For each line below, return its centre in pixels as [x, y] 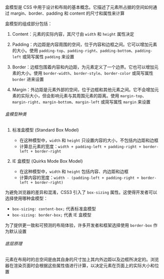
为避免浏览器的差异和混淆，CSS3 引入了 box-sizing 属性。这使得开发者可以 [81, 193]
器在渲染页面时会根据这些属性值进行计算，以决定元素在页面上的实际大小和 [80, 266]
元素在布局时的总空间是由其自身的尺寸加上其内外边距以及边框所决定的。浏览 [82, 259]
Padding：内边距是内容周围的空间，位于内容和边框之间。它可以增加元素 [84, 44]
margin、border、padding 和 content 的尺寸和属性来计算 [68, 13]
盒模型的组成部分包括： [29, 24]
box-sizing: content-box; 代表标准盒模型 [54, 209]
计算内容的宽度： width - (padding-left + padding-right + [79, 178]
